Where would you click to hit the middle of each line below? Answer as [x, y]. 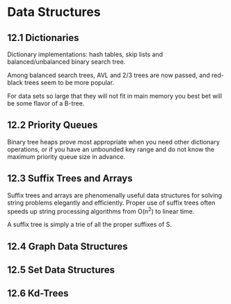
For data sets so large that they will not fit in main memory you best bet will [115, 96]
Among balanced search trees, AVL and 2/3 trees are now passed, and [109, 75]
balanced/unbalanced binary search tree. [66, 62]
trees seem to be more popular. [69, 83]
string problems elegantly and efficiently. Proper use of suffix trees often [111, 203]
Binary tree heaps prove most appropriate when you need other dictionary [114, 142]
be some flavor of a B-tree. [46, 103]
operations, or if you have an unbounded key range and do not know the [111, 149]
